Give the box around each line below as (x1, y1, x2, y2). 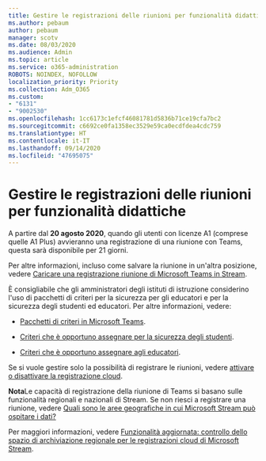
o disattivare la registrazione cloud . (8, 371, 123, 381)
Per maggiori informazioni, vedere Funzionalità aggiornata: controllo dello (8, 427, 248, 436)
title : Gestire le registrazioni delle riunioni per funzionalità (8, 11, 232, 20)
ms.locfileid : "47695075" (8, 151, 93, 159)
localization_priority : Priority (8, 78, 119, 86)
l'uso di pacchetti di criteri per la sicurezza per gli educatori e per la (8, 293, 229, 303)
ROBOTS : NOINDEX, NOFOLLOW (8, 70, 97, 78)
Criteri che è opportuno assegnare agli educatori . (19, 348, 181, 357)
